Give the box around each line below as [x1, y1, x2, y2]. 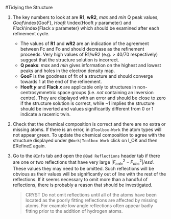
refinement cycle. [12, 31, 50, 36]
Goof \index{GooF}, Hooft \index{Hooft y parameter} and [12, 20, 132, 26]
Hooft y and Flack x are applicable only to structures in [20, 84, 136, 90]
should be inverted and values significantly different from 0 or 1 [20, 106, 154, 112]
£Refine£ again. [12, 143, 46, 149]
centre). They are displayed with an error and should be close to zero [20, 95, 166, 101]
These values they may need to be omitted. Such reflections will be [12, 166, 154, 172]
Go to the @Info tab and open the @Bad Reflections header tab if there [12, 153, 160, 159]
